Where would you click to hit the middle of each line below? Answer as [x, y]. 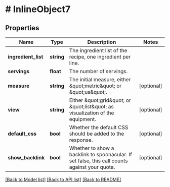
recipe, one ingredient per [100, 57]
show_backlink [26, 158]
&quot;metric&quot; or [95, 86]
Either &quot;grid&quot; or [100, 100]
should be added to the [97, 134]
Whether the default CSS [99, 127]
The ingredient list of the [98, 50]
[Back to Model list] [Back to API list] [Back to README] [63, 179]
